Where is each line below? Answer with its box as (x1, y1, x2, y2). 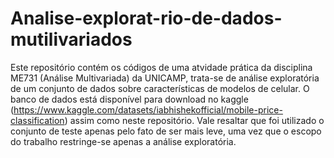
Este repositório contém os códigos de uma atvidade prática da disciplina (10, 61, 313, 73)
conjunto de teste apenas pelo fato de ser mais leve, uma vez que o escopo (10, 125, 322, 137)
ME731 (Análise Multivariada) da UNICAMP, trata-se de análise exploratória (10, 72, 320, 84)
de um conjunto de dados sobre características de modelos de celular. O (10, 82, 310, 94)
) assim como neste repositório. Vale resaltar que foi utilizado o (64, 114, 325, 126)
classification (10, 114, 65, 126)
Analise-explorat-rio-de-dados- (10, 7, 283, 30)
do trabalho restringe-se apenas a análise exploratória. (10, 135, 237, 147)
